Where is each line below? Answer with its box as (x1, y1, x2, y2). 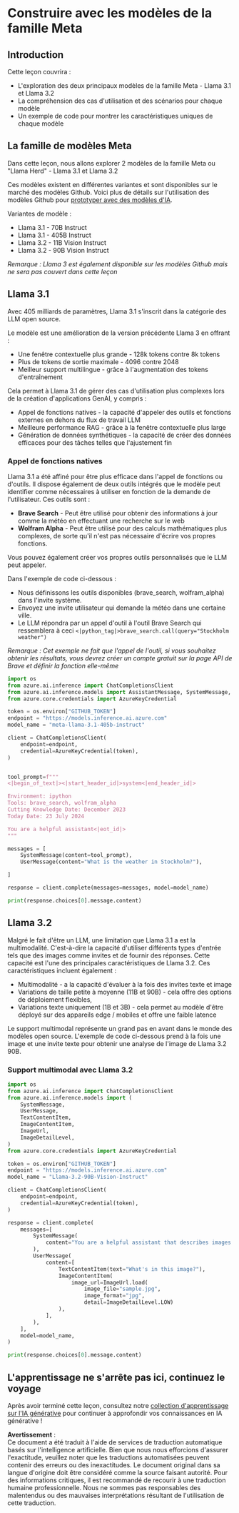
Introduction (7, 49, 64, 61)
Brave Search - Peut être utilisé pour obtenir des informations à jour (17, 508, 218, 517)
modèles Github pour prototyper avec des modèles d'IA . (7, 195, 173, 204)
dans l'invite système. (17, 595, 82, 604)
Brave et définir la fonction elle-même (7, 661, 119, 670)
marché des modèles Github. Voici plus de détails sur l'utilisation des (7, 188, 210, 196)
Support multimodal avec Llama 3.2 (7, 1065, 133, 1075)
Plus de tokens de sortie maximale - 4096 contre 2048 (17, 357, 180, 366)
